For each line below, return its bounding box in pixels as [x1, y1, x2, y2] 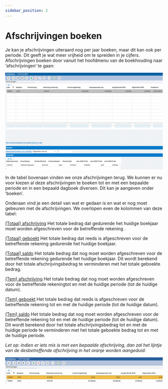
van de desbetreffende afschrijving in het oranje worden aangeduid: [5, 347, 146, 353]
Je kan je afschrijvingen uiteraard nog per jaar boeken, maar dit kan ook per [5, 46, 161, 52]
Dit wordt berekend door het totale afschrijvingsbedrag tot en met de [5, 322, 147, 328]
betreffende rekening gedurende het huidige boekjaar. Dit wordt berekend [5, 255, 157, 262]
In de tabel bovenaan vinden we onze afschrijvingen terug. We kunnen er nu [5, 174, 162, 180]
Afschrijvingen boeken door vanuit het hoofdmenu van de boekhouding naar [5, 57, 163, 63]
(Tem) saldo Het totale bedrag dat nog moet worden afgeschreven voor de [5, 311, 159, 317]
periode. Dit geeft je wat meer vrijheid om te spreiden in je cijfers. [5, 52, 140, 58]
